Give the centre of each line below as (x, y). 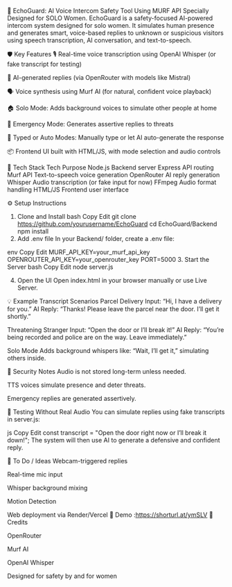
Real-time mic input (35, 474)
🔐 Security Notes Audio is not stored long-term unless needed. (97, 371)
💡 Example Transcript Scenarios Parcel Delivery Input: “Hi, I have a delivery (115, 301)
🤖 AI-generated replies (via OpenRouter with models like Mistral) (99, 77)
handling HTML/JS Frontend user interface (68, 190)
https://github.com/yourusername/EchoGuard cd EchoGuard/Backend (117, 224)
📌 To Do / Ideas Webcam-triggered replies (68, 461)
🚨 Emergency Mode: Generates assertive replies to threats (91, 124)
